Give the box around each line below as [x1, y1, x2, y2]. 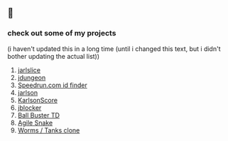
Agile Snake [17, 118, 53, 127]
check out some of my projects [7, 28, 116, 38]
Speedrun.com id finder [17, 81, 87, 89]
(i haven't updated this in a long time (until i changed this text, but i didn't [7, 44, 221, 53]
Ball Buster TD [17, 111, 60, 119]
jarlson [17, 88, 38, 96]
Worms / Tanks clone [17, 125, 80, 135]
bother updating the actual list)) [7, 52, 100, 60]
